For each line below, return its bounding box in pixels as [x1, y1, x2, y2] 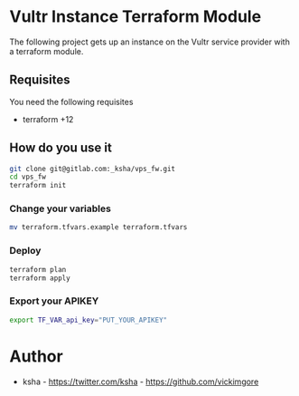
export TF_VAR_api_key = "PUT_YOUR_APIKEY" [9, 315, 168, 324]
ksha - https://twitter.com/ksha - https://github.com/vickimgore [22, 376, 259, 387]
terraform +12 [22, 113, 74, 124]
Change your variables [9, 202, 111, 215]
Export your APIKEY [9, 295, 99, 307]
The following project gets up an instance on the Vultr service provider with [9, 36, 291, 47]
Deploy [9, 245, 42, 257]
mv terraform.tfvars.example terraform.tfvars [9, 223, 188, 232]
